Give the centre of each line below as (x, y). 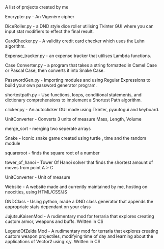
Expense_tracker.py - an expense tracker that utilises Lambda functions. (78, 56)
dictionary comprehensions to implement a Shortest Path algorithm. (73, 100)
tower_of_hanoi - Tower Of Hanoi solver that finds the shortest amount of (79, 162)
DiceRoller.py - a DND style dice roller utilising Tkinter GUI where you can (79, 26)
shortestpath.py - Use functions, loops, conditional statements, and (73, 95)
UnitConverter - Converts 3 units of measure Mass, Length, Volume (73, 119)
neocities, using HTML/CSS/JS (36, 192)
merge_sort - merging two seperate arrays (48, 128)
